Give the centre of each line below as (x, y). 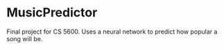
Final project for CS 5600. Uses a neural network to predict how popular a (112, 32)
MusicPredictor (52, 13)
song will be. (25, 38)
